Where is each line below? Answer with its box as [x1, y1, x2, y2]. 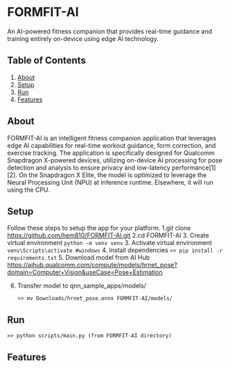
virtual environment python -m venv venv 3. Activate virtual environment [7, 239, 213, 247]
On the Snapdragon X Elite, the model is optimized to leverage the [18, 171, 207, 179]
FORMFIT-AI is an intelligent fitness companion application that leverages [7, 133, 217, 142]
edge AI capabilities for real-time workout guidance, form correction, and [7, 141, 216, 149]
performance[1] [172, 163, 216, 172]
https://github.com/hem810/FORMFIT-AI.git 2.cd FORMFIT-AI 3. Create [7, 231, 209, 240]
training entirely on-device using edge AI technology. [7, 34, 159, 42]
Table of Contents [7, 55, 87, 67]
